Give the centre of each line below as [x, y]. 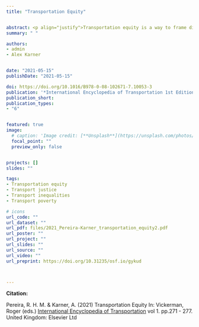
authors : [17, 44]
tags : [13, 179]
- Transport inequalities [38, 195]
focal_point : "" [31, 141]
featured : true [25, 125]
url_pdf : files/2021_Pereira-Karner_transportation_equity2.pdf [87, 228]
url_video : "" [24, 255]
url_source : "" [25, 250]
